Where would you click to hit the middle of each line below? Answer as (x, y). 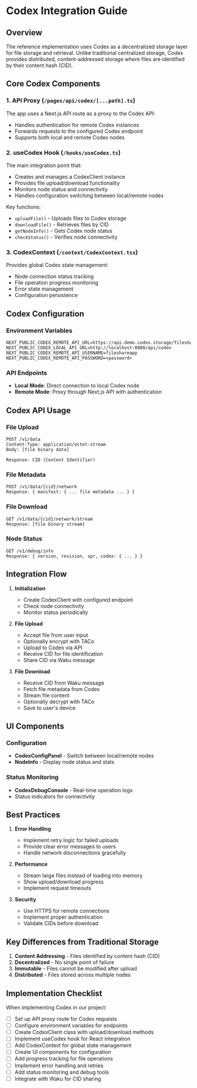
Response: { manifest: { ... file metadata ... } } (70, 492)
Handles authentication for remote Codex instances (77, 125)
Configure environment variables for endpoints (71, 1026)
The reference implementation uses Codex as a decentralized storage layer (97, 46)
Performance (31, 864)
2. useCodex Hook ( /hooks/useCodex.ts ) (64, 152)
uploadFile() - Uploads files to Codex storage (70, 218)
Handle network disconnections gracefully (74, 853)
